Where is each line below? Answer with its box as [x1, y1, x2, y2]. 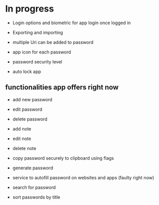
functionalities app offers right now [5, 83, 119, 92]
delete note [12, 145, 36, 151]
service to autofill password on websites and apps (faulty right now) [12, 174, 154, 180]
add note [12, 125, 32, 131]
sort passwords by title [12, 194, 61, 200]
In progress [5, 3, 54, 15]
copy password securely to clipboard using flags [12, 155, 114, 161]
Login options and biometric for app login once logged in [12, 20, 131, 26]
